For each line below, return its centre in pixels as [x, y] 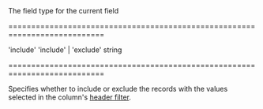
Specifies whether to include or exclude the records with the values [118, 89]
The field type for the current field [64, 11]
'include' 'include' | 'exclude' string [65, 50]
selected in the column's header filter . [70, 97]
